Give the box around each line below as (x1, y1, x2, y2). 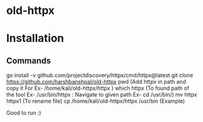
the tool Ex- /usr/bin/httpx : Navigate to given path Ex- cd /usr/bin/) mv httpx (6, 91, 198, 98)
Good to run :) (6, 109, 41, 117)
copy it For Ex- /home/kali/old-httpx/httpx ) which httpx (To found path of (6, 84, 190, 92)
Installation (6, 32, 64, 46)
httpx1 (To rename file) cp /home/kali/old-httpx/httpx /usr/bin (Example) (6, 98, 185, 105)
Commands (6, 55, 52, 66)
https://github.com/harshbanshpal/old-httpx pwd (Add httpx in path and (6, 78, 187, 86)
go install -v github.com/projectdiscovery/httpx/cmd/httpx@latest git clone (6, 72, 193, 79)
